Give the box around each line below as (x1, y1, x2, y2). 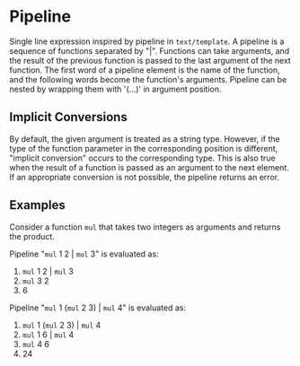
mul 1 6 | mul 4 (22, 329, 75, 340)
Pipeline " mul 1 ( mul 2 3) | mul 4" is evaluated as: (9, 302, 187, 313)
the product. (9, 231, 56, 241)
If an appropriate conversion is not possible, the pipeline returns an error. (9, 171, 280, 182)
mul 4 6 (22, 338, 49, 349)
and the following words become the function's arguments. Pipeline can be (9, 74, 287, 84)
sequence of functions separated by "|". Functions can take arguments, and (9, 45, 290, 56)
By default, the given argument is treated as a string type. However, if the (9, 133, 280, 144)
